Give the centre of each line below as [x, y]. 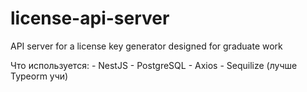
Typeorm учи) [39, 76]
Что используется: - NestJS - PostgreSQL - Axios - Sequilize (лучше [154, 65]
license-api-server [90, 18]
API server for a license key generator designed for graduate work [146, 46]
